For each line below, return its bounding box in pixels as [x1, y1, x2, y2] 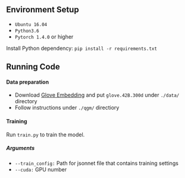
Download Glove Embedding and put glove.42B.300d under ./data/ [14, 91, 180, 98]
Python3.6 [14, 28, 40, 34]
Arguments [6, 145, 35, 152]
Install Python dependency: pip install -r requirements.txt [6, 44, 158, 52]
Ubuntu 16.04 [14, 21, 48, 27]
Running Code [6, 62, 61, 72]
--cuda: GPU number [14, 166, 67, 173]
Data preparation [6, 78, 49, 85]
